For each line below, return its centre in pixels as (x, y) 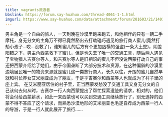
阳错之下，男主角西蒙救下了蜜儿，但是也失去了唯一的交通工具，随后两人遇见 (84, 53)
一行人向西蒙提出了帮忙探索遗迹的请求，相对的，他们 (108, 90)
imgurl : (13, 19)
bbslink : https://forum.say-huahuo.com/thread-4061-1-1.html (70, 15)
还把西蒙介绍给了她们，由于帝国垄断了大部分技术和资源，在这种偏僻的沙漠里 (84, 65)
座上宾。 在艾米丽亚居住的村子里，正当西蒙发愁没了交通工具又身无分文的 (80, 84)
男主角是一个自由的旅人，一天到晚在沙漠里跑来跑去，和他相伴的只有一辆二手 (84, 34)
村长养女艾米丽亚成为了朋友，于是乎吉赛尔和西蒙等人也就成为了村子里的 (88, 78)
